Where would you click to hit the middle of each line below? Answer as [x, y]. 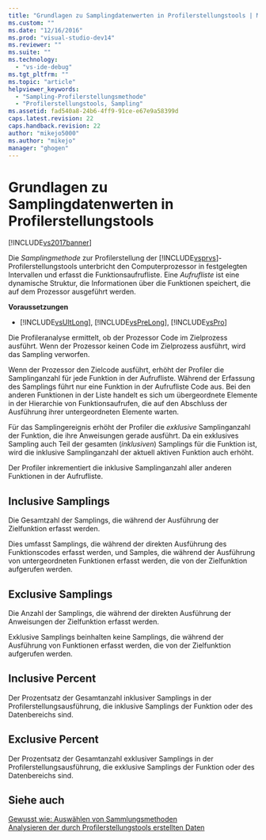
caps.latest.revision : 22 [51, 119]
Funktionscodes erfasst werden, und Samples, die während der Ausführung [132, 553]
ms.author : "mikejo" [42, 141]
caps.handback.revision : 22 [55, 126]
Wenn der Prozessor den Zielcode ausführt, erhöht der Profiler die [116, 370]
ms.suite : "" [30, 52]
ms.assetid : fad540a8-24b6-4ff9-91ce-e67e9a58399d [93, 112]
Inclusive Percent [52, 679]
